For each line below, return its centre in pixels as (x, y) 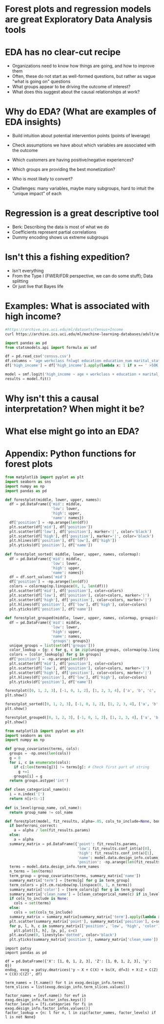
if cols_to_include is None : (39, 899)
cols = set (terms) (32, 903)
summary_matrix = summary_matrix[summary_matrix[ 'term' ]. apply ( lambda (83, 917)
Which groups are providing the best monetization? (64, 170)
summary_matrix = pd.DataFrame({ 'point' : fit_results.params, (74, 844)
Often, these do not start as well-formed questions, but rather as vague (84, 76)
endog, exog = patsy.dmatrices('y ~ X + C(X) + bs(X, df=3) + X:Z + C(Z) (82, 970)
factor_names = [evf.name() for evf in (46, 996)
